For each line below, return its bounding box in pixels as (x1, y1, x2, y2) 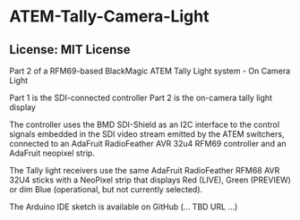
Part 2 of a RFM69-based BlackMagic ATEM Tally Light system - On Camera (9, 65, 291, 76)
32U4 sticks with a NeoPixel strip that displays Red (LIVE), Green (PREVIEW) (9, 174, 291, 185)
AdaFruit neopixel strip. (9, 148, 96, 158)
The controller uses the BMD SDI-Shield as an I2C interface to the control (9, 119, 280, 130)
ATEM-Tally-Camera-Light (9, 6, 210, 27)
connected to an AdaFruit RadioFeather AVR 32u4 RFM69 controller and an (9, 139, 287, 148)
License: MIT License (9, 42, 131, 57)
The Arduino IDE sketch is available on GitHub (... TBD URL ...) (9, 201, 238, 212)
